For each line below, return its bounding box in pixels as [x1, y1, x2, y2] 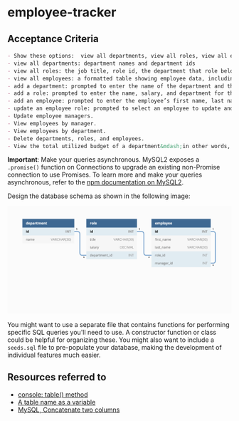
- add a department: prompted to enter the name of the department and [7, 83, 224, 90]
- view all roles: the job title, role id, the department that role [7, 67, 218, 75]
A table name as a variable [17, 397, 96, 406]
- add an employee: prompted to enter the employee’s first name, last [7, 98, 224, 105]
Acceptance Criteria [7, 33, 99, 45]
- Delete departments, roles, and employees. [7, 135, 144, 142]
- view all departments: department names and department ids [7, 60, 196, 67]
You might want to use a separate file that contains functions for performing [7, 320, 230, 328]
